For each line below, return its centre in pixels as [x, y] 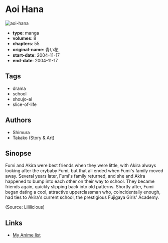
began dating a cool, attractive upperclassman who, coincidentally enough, [83, 192]
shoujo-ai [22, 99]
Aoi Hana [25, 9]
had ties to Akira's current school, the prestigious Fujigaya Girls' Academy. [82, 197]
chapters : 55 [26, 43]
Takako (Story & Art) [33, 138]
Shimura [21, 132]
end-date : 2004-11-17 [35, 60]
